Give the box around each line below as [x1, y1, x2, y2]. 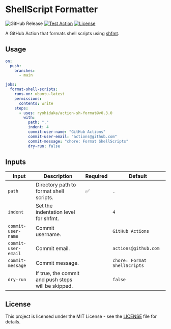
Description [43, 173, 73, 180]
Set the [35, 202, 53, 209]
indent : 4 [27, 125, 49, 130]
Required [85, 173, 108, 180]
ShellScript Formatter [5, 4, 98, 15]
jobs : [5, 82, 17, 87]
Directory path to [35, 181, 76, 188]
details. [5, 319, 21, 325]
